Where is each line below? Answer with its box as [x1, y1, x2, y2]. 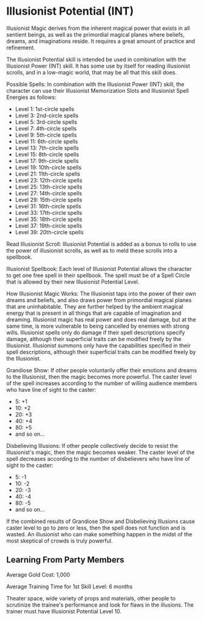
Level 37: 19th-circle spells [15, 222, 82, 229]
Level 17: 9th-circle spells [15, 157, 79, 164]
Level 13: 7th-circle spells [15, 144, 79, 151]
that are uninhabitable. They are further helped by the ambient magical [6, 303, 184, 310]
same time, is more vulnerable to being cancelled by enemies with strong [6, 322, 190, 330]
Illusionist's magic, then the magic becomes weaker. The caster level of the [6, 449, 195, 456]
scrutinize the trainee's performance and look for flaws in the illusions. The [6, 601, 194, 608]
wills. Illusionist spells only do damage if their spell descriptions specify [6, 328, 185, 336]
